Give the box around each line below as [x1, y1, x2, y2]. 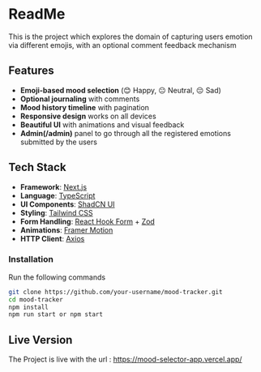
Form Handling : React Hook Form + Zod [19, 216, 156, 226]
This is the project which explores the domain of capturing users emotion [8, 32, 253, 41]
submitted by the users [19, 137, 97, 147]
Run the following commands [8, 272, 106, 282]
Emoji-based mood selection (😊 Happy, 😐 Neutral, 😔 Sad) [19, 85, 221, 95]
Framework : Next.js [19, 182, 88, 191]
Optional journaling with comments [19, 94, 140, 104]
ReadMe [8, 5, 66, 24]
